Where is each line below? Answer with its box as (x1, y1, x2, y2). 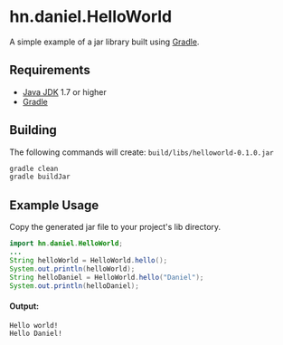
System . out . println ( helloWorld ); (9, 264, 136, 273)
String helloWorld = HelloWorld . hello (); (9, 255, 168, 264)
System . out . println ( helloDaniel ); (9, 281, 140, 291)
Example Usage (9, 197, 99, 213)
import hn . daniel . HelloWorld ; (9, 239, 124, 248)
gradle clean (9, 164, 59, 173)
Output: (9, 301, 39, 311)
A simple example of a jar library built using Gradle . (9, 36, 200, 47)
